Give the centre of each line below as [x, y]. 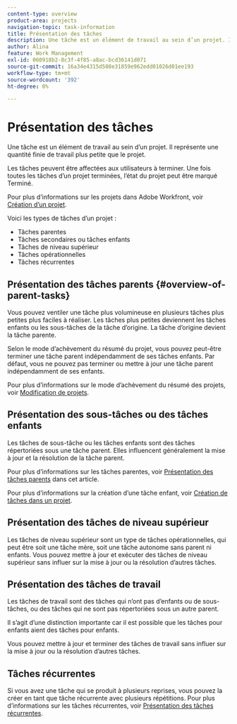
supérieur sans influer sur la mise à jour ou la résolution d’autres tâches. [112, 562]
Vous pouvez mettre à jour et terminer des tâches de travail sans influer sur [117, 644]
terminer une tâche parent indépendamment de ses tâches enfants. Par [111, 356]
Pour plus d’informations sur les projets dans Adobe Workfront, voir [105, 197]
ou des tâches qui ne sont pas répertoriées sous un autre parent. [125, 609]
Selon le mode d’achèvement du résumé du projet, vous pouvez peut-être [115, 349]
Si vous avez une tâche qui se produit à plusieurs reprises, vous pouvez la [115, 691]
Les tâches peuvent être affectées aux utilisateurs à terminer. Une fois [109, 168]
